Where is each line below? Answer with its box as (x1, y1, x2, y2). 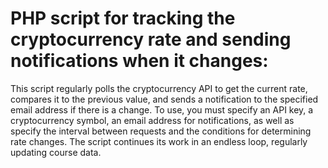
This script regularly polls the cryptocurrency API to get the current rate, (10, 82, 308, 94)
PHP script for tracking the (10, 7, 236, 30)
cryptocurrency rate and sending (10, 28, 292, 51)
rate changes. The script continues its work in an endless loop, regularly (10, 135, 308, 147)
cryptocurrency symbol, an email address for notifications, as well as (10, 114, 295, 126)
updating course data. (10, 146, 102, 158)
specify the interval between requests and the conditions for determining (10, 125, 312, 137)
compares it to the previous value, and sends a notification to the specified (10, 93, 319, 105)
